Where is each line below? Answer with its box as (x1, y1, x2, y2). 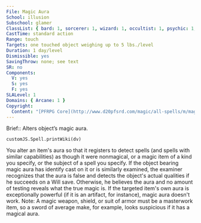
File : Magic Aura (6, 8, 50, 15)
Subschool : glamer (6, 20, 52, 26)
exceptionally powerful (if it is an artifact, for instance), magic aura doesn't (6, 191, 190, 199)
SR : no (6, 64, 23, 70)
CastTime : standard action (6, 31, 74, 37)
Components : (6, 70, 36, 76)
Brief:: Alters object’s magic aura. (6, 125, 89, 132)
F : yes (11, 86, 28, 92)
